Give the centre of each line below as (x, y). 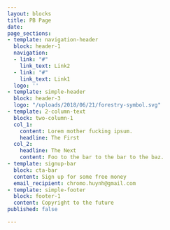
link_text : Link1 (45, 79)
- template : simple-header (47, 92)
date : (15, 27)
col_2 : (23, 144)
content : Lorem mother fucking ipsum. (76, 131)
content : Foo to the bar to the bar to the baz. (92, 157)
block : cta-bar (36, 170)
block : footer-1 (37, 196)
